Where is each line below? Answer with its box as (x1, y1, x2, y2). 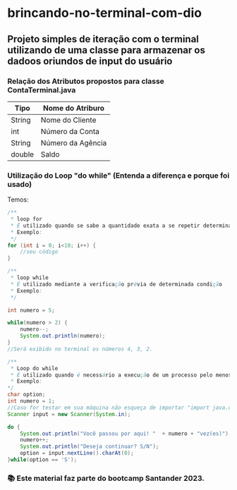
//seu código (20, 248, 59, 255)
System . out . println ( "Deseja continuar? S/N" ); (20, 443, 159, 451)
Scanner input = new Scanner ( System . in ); (7, 410, 131, 417)
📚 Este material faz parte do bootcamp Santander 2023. (7, 473, 205, 483)
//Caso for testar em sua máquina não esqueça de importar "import (7, 404, 210, 411)
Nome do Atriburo (43, 103, 104, 113)
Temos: (7, 195, 30, 204)
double (11, 149, 34, 159)
